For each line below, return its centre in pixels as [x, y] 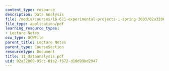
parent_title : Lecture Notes [36, 42]
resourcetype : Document [30, 51]
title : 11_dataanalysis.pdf [35, 56]
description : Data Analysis [35, 14]
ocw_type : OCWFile [24, 38]
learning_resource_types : [32, 28]
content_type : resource [30, 10]
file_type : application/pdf [35, 24]
